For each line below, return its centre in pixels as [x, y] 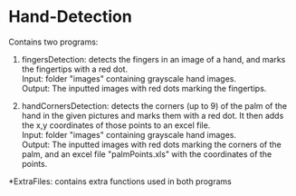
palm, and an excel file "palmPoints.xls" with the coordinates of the [147, 154]
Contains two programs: [53, 42]
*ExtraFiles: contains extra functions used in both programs [120, 181]
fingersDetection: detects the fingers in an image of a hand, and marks [153, 59]
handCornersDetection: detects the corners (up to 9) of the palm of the [154, 105]
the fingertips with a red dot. [75, 69]
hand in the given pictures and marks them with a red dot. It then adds [153, 115]
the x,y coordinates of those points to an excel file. [116, 125]
